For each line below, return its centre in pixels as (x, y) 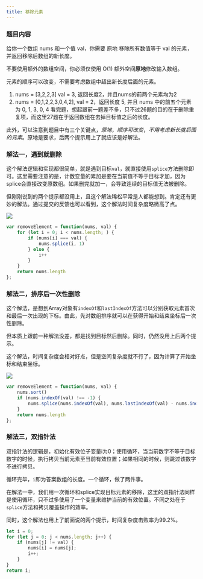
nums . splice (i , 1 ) (61, 244)
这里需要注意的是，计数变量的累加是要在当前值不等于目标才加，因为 (101, 176)
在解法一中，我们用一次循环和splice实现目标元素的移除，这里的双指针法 (95, 492)
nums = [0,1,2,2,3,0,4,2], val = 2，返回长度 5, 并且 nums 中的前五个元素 (103, 102)
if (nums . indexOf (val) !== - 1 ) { (59, 398)
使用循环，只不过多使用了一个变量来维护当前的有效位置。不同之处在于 (98, 499)
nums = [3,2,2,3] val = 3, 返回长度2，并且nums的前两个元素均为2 (96, 94)
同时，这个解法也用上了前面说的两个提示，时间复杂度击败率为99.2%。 (94, 520)
